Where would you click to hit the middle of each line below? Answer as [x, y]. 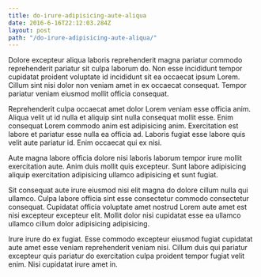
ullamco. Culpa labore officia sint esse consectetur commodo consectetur [129, 199]
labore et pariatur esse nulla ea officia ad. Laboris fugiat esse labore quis [127, 135]
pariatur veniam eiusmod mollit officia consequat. [89, 94]
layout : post [30, 30]
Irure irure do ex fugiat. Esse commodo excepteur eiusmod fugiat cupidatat [130, 239]
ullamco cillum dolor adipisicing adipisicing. [79, 224]
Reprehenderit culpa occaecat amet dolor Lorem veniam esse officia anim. [130, 109]
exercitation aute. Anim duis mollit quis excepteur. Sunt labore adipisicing [127, 166]
